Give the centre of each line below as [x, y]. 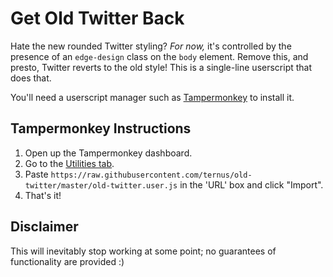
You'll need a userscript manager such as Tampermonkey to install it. [152, 97]
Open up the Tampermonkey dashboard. [108, 153]
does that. [31, 78]
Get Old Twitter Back [97, 18]
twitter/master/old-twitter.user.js [101, 185]
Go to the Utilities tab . [69, 163]
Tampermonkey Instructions [101, 128]
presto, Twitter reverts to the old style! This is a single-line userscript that [161, 67]
